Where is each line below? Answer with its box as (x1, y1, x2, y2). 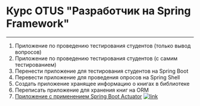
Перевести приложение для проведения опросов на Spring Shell (14, 73, 180, 81)
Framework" (6, 17, 70, 30)
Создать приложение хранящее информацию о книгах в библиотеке (14, 80, 190, 87)
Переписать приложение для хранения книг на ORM (14, 86, 149, 93)
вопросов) (14, 48, 42, 55)
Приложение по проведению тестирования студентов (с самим (14, 55, 178, 62)
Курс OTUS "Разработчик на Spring (6, 4, 191, 18)
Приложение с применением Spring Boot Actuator (14, 92, 142, 99)
